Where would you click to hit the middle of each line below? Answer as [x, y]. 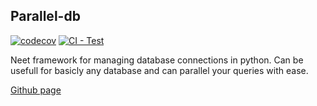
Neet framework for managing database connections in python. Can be [157, 60]
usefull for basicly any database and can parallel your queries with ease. [159, 70]
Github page [36, 90]
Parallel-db [45, 16]
